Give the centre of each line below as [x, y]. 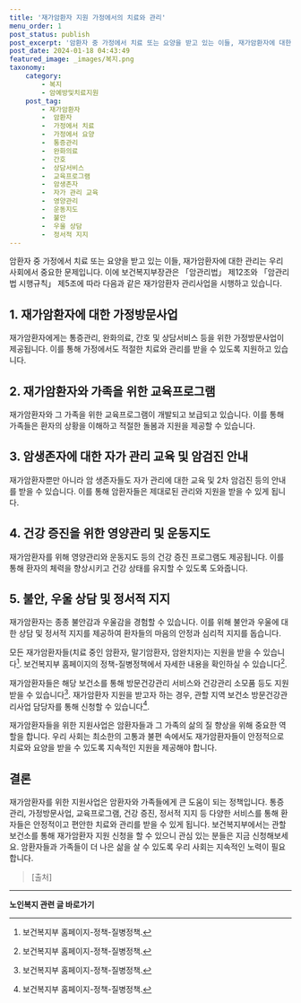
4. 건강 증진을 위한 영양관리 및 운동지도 [110, 533]
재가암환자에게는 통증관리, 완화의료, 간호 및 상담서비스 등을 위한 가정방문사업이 [147, 338]
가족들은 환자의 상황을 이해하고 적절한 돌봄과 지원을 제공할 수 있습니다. [132, 426]
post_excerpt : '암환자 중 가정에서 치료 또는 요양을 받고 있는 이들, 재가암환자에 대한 [150, 43]
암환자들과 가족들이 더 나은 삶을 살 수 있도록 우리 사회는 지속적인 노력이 [145, 847]
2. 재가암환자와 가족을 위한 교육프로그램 [112, 391]
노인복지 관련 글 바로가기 [52, 905]
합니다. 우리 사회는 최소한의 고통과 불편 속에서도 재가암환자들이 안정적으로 [155, 737]
